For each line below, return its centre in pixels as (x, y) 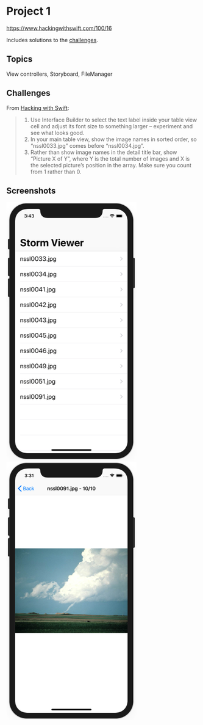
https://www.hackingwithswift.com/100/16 (59, 28)
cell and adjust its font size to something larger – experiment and (112, 126)
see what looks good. (57, 133)
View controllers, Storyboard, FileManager (59, 74)
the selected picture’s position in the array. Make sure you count (111, 165)
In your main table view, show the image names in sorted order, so (113, 139)
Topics (20, 59)
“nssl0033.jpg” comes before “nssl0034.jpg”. (87, 145)
